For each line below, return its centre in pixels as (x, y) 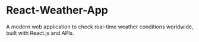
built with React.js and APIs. (40, 33)
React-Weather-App (57, 10)
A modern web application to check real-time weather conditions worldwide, (100, 27)
